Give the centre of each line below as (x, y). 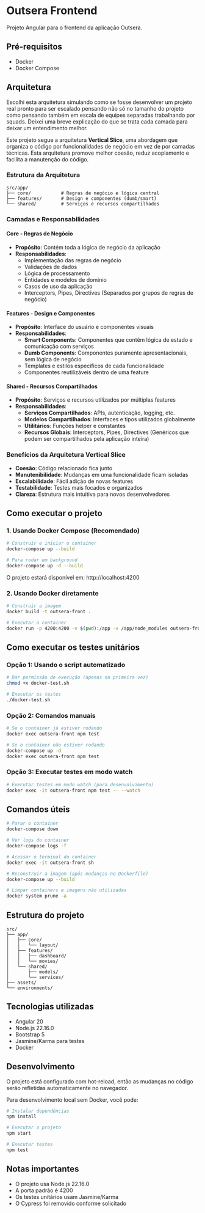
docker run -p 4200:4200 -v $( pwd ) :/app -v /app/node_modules (87, 628)
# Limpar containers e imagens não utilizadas (67, 890)
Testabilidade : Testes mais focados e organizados (79, 487)
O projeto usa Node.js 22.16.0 (52, 1184)
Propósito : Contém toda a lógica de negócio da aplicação (88, 247)
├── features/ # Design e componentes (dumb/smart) (81, 198)
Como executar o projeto (54, 513)
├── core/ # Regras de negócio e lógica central (83, 193)
